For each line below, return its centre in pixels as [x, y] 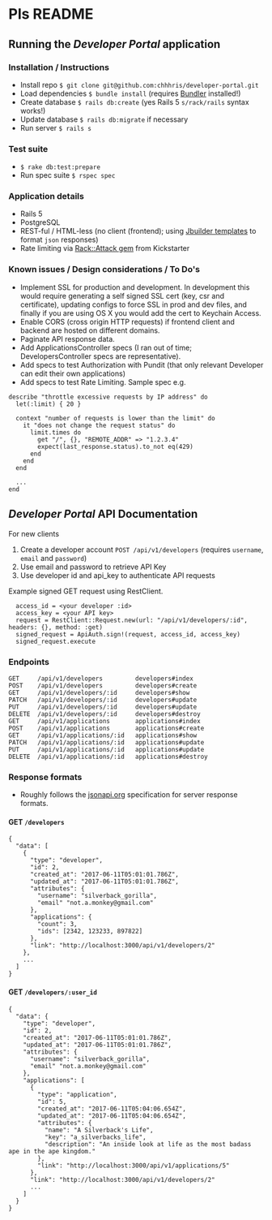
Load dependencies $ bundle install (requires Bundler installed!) [130, 93]
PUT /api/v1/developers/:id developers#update [103, 707]
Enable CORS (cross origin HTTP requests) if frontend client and [127, 321]
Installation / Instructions [59, 67]
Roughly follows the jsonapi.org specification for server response [129, 795]
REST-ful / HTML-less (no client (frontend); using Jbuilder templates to [138, 231]
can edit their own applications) [72, 373]
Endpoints [29, 662]
